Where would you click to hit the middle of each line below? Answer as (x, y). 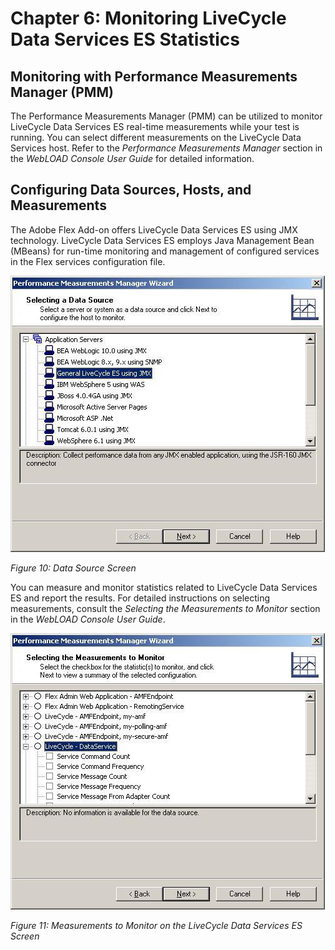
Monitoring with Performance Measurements (154, 76)
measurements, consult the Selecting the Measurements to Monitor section (165, 608)
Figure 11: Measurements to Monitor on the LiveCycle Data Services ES (156, 925)
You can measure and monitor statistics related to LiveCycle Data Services (164, 587)
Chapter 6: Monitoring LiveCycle (148, 18)
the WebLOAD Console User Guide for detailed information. (132, 158)
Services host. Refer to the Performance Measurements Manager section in (166, 148)
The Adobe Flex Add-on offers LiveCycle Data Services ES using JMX (154, 229)
